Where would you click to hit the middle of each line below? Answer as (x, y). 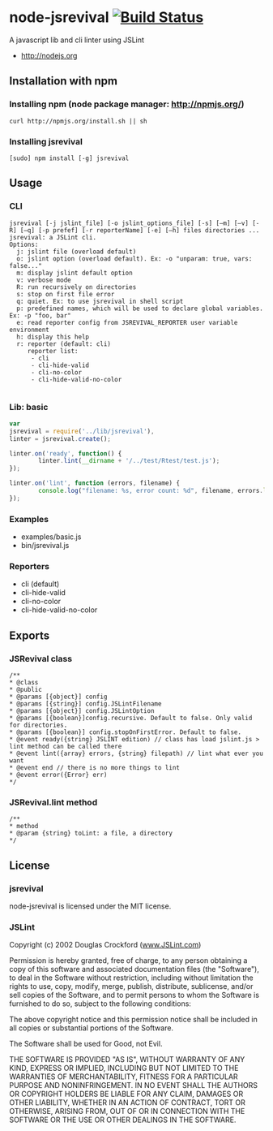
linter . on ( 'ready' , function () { (66, 453)
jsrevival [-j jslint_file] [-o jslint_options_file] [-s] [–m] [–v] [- (134, 223)
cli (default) (40, 584)
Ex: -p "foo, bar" (40, 315)
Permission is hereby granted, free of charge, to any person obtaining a (128, 960)
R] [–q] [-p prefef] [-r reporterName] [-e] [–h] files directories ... (134, 230)
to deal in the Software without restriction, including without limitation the (131, 978)
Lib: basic (29, 407)
